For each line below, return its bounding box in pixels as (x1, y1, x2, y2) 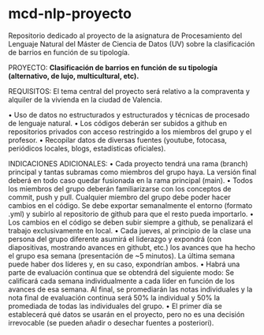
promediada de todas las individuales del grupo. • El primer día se (8, 301, 222, 311)
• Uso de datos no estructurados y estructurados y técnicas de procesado (8, 110, 251, 119)
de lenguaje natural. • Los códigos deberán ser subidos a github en (8, 118, 227, 128)
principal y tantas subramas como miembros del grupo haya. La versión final (8, 167, 257, 177)
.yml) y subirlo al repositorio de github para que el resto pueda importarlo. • (8, 209, 255, 218)
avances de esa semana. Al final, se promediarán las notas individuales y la (8, 285, 253, 294)
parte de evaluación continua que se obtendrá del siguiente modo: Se (8, 267, 235, 277)
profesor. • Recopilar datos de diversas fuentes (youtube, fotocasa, (8, 135, 227, 144)
